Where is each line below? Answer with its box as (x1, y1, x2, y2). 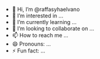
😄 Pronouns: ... (12, 40, 52, 48)
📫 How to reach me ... (12, 32, 68, 39)
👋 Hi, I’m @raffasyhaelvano (12, 6, 80, 13)
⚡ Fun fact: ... (12, 47, 45, 54)
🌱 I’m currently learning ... (12, 19, 77, 25)
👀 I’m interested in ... (12, 12, 64, 19)
